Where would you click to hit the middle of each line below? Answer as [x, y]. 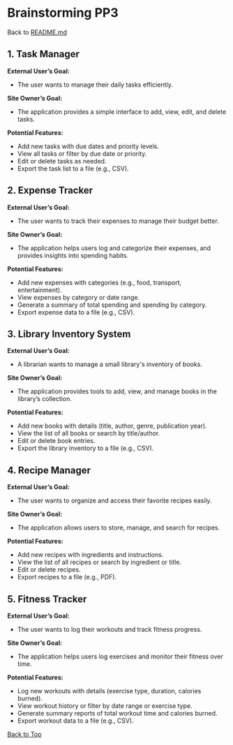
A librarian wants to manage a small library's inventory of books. [110, 364]
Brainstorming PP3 [63, 13]
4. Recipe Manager [49, 470]
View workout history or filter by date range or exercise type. [105, 706]
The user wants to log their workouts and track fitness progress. [110, 629]
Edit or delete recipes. [49, 570]
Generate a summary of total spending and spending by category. [112, 305]
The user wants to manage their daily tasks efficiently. [95, 85]
